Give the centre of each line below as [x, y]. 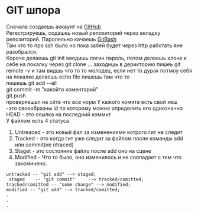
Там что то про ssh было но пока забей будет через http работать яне [95, 45]
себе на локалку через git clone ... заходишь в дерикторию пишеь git [93, 64]
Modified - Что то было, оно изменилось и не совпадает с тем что [98, 157]
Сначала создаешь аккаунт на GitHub [54, 27]
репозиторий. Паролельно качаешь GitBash [61, 39]
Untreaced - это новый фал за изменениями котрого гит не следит [99, 132]
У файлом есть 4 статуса [38, 120]
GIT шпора [33, 10]
